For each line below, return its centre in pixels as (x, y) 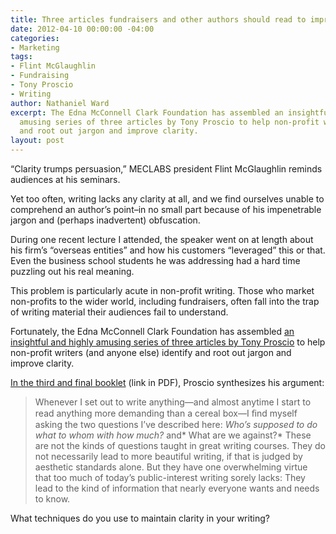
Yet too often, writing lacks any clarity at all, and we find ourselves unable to (167, 199)
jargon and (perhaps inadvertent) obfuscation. (105, 220)
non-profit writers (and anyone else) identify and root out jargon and (151, 352)
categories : (35, 38)
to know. (52, 499)
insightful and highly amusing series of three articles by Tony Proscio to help (168, 342)
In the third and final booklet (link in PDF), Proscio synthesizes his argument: (167, 382)
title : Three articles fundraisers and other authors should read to (158, 19)
